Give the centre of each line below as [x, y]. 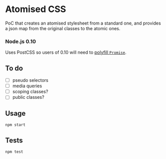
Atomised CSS [36, 9]
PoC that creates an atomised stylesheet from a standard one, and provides [83, 23]
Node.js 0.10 [21, 41]
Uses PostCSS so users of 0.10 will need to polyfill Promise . [66, 52]
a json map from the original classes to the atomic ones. [63, 28]
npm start [15, 125]
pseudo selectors [30, 80]
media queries [27, 86]
